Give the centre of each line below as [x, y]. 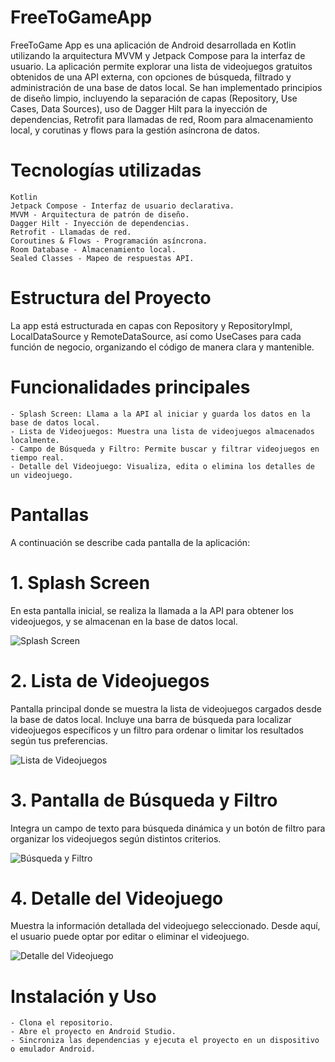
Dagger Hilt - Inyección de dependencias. [100, 223]
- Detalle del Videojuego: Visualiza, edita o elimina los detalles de [162, 466]
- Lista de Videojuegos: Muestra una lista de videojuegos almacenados [162, 431]
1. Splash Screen [80, 582]
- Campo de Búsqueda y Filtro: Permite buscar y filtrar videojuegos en [165, 449]
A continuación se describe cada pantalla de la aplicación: [130, 542]
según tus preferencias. [59, 740]
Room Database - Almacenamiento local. [93, 249]
